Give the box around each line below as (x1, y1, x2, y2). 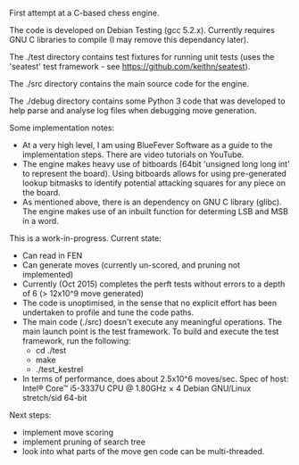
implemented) (21, 270, 74, 279)
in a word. (21, 216, 60, 226)
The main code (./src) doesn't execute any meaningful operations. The (21, 317, 283, 327)
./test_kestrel (35, 364, 84, 374)
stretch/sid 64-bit (21, 393, 87, 403)
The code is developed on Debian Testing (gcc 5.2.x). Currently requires (9, 25, 275, 35)
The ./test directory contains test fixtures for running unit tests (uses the (9, 52, 275, 62)
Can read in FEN (21, 250, 83, 261)
